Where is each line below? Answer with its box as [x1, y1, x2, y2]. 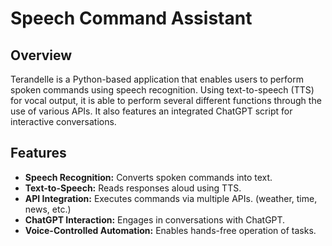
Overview [10, 47, 73, 64]
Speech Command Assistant [10, 7, 253, 30]
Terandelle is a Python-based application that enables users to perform [10, 73, 304, 85]
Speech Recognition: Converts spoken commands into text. [24, 171, 273, 183]
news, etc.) [24, 203, 72, 215]
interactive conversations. [10, 116, 117, 127]
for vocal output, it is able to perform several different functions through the [10, 95, 322, 106]
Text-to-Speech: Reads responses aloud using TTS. [24, 182, 242, 194]
